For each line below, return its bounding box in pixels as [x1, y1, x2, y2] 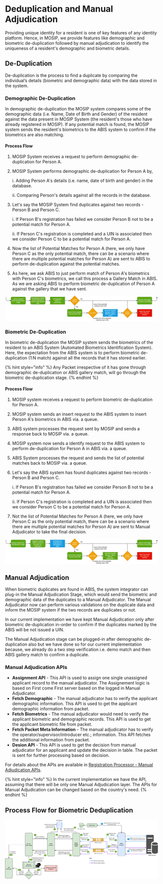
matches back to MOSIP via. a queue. [12, 460, 87, 466]
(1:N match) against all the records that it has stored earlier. [28, 355, 147, 361]
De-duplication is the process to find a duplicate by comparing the [5, 72, 138, 78]
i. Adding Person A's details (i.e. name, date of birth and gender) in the [12, 178, 153, 183]
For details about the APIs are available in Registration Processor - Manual [5, 762, 153, 768]
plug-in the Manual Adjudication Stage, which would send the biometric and [5, 591, 157, 597]
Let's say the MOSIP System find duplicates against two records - [12, 202, 144, 208]
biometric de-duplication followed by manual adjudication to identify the [5, 40, 149, 46]
